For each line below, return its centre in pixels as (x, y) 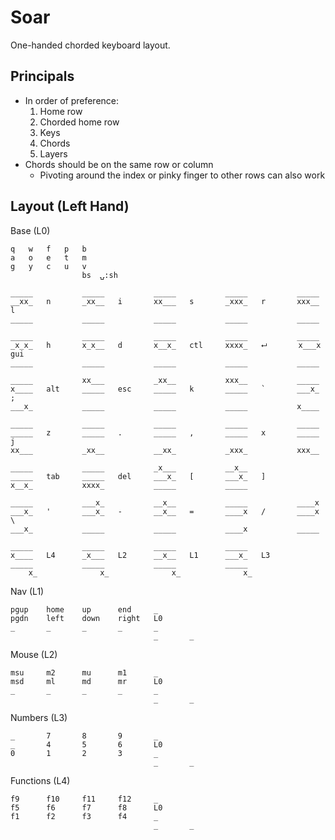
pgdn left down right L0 (86, 618)
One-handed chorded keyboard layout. (90, 45)
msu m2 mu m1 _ (84, 672)
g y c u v (48, 266)
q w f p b (48, 249)
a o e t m (48, 257)
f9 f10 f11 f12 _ (84, 799)
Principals (42, 76)
